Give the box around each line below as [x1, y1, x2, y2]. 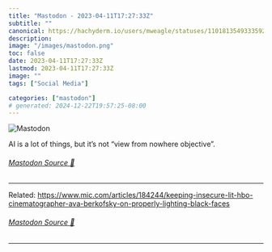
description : [8, 34, 53, 43]
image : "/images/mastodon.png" [8, 42, 114, 50]
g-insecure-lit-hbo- [188, 191, 253, 200]
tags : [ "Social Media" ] [8, 79, 89, 87]
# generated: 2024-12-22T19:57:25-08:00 [8, 102, 147, 110]
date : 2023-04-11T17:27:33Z [8, 57, 104, 65]
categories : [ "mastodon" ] [8, 94, 96, 102]
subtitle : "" [8, 19, 53, 27]
